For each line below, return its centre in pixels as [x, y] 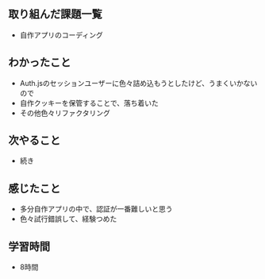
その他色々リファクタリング [65, 113]
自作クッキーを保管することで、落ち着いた [89, 103]
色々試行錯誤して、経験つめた [68, 219]
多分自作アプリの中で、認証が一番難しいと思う [96, 209]
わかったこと [40, 62]
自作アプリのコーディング [61, 35]
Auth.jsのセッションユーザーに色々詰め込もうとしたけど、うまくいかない [138, 83]
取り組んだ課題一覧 [55, 14]
